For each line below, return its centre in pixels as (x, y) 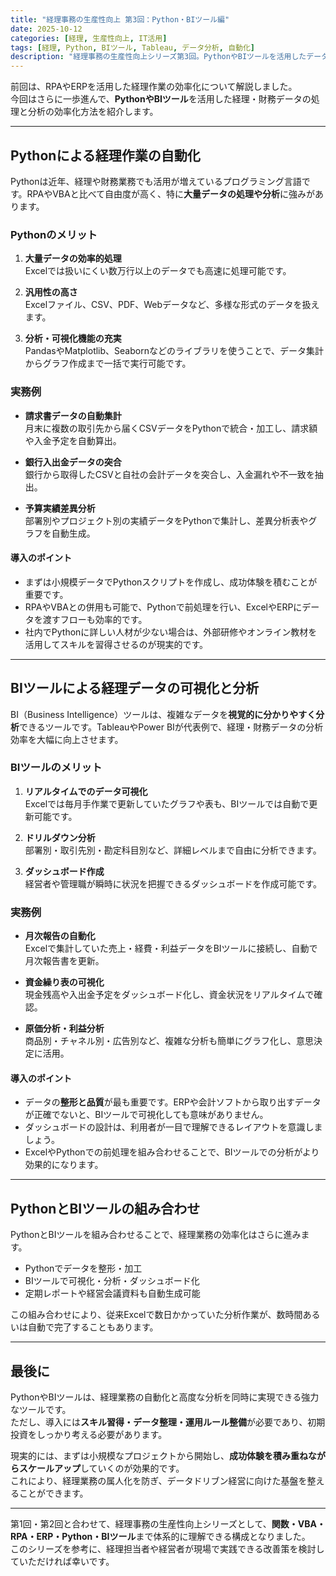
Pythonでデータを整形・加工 (83, 1268)
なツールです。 (41, 1409)
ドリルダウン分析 (60, 837)
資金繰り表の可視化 (64, 982)
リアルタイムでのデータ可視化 (86, 791)
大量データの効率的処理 (73, 258)
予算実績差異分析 (60, 508)
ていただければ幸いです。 (62, 1561)
